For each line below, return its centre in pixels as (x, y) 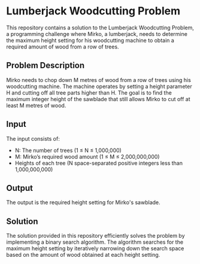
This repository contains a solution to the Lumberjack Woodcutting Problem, (100, 28)
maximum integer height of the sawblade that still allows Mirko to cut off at (98, 99)
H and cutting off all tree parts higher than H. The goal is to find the (89, 92)
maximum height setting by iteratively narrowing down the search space (95, 248)
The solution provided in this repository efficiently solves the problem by (96, 236)
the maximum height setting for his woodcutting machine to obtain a (90, 40)
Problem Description (46, 66)
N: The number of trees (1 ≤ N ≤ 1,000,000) (68, 150)
